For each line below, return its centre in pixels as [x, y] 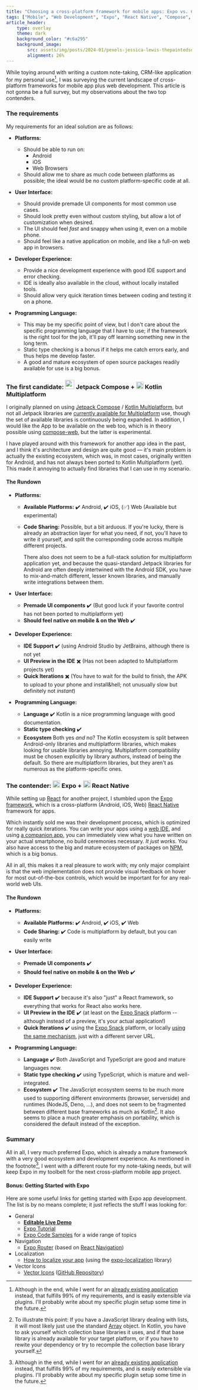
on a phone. [38, 301]
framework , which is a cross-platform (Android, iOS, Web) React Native [93, 805]
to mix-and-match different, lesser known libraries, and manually [102, 576]
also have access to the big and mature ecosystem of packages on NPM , [95, 847]
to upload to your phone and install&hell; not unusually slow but [100, 685]
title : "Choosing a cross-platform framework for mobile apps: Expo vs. [97, 11]
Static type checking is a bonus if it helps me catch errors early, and [106, 349]
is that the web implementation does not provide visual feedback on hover [96, 872]
